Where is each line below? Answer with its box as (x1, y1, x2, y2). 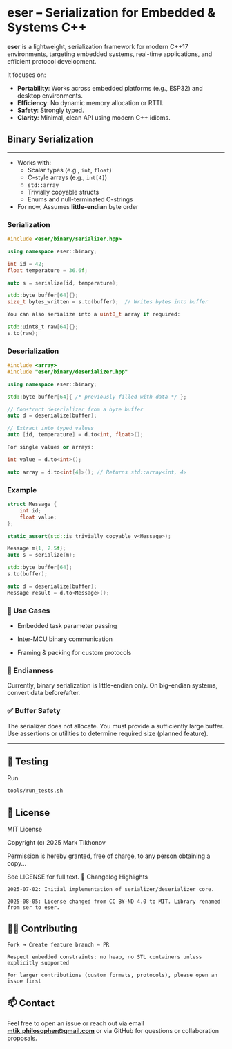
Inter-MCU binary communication (17, 635, 113, 643)
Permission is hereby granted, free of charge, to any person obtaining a (7, 852, 211, 860)
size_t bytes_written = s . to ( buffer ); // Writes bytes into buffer (7, 298, 209, 305)
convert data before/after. (7, 689, 81, 697)
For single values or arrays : (7, 444, 95, 451)
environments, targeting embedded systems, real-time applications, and (7, 50, 213, 58)
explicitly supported (7, 959, 70, 967)
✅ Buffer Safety (7, 706, 61, 716)
